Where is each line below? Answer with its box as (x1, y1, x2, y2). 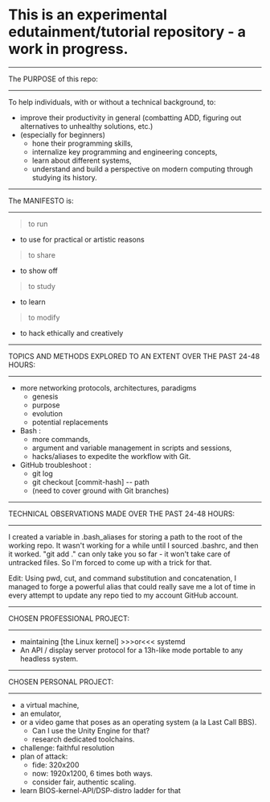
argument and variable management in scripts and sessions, (31, 443, 232, 453)
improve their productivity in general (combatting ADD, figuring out (19, 113, 242, 122)
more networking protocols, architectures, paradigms (19, 382, 197, 392)
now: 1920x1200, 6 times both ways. (31, 768, 153, 778)
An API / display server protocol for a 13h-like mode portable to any (19, 645, 243, 655)
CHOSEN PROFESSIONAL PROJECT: (8, 614, 130, 623)
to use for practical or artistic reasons (19, 234, 145, 244)
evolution (31, 408, 63, 418)
